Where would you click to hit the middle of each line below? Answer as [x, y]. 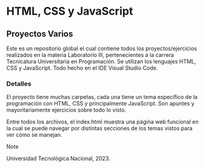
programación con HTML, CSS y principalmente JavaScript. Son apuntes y [100, 104]
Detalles [19, 84]
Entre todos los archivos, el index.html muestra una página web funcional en [102, 122]
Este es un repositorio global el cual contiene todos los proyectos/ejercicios [102, 48]
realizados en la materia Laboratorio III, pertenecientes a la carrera [90, 55]
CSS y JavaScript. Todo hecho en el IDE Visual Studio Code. [82, 68]
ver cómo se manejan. [34, 135]
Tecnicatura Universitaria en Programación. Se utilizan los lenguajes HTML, [101, 61]
